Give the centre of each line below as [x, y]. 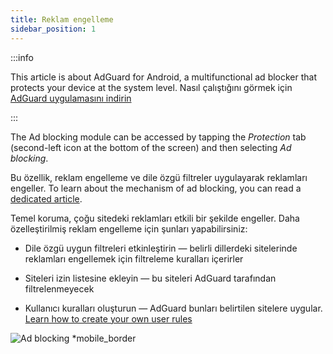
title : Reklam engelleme [62, 19]
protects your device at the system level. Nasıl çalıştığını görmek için [151, 87]
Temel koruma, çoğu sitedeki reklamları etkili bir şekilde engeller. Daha [155, 218]
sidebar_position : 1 [53, 29]
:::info [22, 57]
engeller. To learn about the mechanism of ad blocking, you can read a [156, 188]
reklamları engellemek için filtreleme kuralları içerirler [134, 258]
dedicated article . [46, 198]
